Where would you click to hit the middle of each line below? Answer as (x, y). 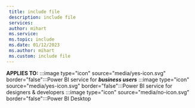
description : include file (42, 17)
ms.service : (24, 34)
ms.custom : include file (39, 56)
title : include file (34, 12)
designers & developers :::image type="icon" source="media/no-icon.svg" (98, 92)
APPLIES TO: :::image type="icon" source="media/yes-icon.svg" (86, 73)
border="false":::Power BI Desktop (49, 98)
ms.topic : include (32, 39)
